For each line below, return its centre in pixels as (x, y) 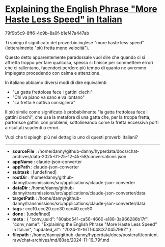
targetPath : (25, 198)
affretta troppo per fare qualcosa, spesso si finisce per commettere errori (79, 62)
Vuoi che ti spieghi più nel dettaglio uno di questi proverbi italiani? (72, 137)
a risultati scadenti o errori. (32, 127)
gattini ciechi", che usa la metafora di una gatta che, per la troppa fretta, (78, 117)
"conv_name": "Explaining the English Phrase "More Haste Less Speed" (84, 224)
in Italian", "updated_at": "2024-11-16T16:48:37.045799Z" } (72, 229)
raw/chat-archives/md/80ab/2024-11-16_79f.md (61, 240)
